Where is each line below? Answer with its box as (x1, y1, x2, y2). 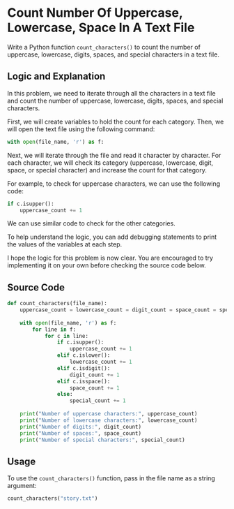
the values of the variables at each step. (7, 240, 123, 249)
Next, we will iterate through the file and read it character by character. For (7, 151, 221, 159)
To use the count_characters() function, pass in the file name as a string (7, 474, 216, 482)
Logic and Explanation (7, 71, 106, 82)
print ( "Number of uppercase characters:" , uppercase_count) (19, 411, 198, 418)
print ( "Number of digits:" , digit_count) (19, 423, 141, 430)
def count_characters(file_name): (7, 300, 108, 307)
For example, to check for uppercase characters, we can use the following (7, 179, 221, 188)
